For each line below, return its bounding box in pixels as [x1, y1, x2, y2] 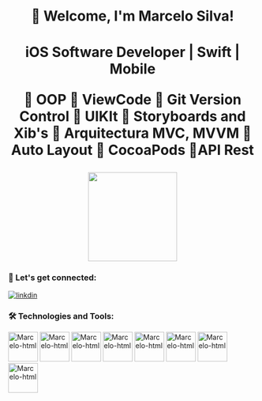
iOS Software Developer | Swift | [24, 44, 241, 62]
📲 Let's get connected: [8, 272, 97, 283]
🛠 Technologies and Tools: [8, 310, 114, 321]
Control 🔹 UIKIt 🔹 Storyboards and [19, 108, 246, 126]
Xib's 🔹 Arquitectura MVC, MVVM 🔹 [13, 124, 253, 142]
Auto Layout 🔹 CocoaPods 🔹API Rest [10, 142, 255, 159]
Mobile [109, 60, 156, 78]
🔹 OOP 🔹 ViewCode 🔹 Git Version [23, 91, 242, 109]
